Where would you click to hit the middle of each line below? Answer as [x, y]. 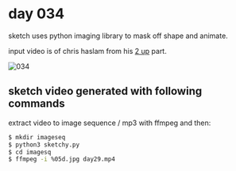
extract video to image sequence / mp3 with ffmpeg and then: [110, 123]
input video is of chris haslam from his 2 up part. [87, 51]
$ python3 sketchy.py [44, 144]
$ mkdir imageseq [37, 137]
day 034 [37, 14]
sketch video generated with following [105, 91]
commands [37, 104]
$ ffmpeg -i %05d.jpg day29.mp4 [62, 159]
